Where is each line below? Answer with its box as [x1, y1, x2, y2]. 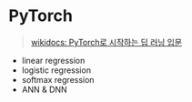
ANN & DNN [21, 84, 67, 95]
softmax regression [21, 74, 95, 85]
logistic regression [21, 65, 92, 76]
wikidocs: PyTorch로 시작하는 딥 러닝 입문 [30, 36, 183, 47]
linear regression [21, 55, 86, 66]
